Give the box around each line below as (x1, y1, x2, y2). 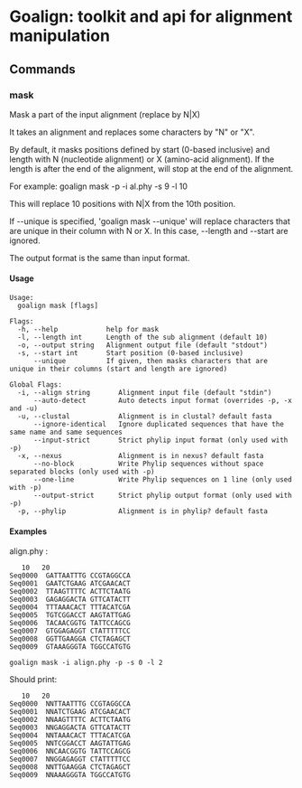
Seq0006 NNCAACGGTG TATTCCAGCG (9, 747, 131, 756)
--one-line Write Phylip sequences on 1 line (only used (32, 475, 293, 484)
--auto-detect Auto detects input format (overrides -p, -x (32, 396, 293, 406)
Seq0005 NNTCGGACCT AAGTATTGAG (9, 739, 131, 748)
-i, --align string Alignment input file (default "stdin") (17, 389, 272, 398)
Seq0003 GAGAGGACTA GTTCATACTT (9, 595, 131, 605)
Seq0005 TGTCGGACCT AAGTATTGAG (9, 611, 131, 620)
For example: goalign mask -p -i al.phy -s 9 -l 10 (9, 181, 188, 192)
